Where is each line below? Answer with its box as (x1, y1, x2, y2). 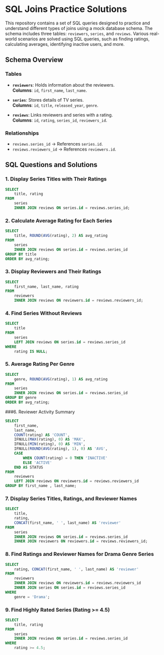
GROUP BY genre (5, 395, 37, 400)
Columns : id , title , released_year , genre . (12, 102, 98, 108)
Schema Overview (5, 56, 64, 64)
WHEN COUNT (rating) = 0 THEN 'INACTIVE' (23, 455, 108, 461)
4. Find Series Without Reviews (5, 310, 82, 317)
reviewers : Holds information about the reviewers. (12, 82, 115, 88)
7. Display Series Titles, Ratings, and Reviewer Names (5, 495, 137, 502)
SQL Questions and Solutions (5, 161, 98, 169)
